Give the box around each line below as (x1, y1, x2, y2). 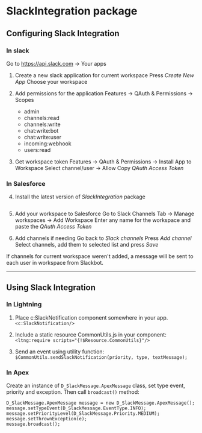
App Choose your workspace (14, 78, 88, 85)
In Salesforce (6, 179, 46, 188)
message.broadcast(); (6, 421, 61, 428)
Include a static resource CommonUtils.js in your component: (14, 330, 167, 338)
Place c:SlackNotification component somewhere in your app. (14, 314, 168, 321)
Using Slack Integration (6, 282, 96, 292)
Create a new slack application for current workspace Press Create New (14, 71, 194, 79)
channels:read (23, 114, 60, 121)
